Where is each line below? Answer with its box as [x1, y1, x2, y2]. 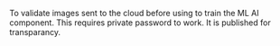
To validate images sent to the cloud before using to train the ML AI [9, 8, 259, 18]
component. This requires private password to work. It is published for [9, 17, 271, 28]
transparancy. [9, 27, 61, 37]
